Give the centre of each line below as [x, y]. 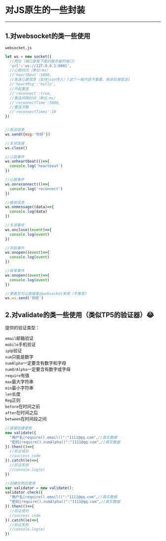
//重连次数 [19, 107]
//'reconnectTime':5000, [35, 103]
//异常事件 [15, 271]
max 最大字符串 [19, 382]
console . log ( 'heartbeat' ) [36, 166]
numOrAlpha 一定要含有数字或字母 [38, 369]
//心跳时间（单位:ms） [30, 70]
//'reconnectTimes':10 [33, 112]
